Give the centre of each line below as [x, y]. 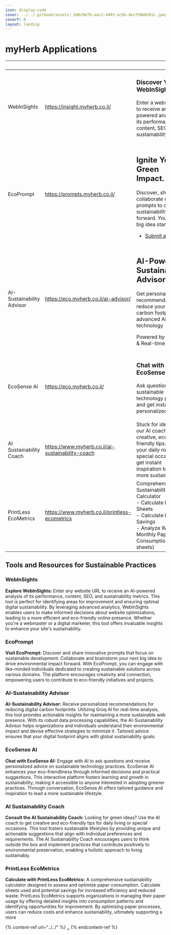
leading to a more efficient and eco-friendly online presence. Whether [79, 618]
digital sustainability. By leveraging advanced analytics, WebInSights [77, 607]
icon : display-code [26, 10]
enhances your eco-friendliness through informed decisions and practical [82, 772]
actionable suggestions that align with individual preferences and [74, 834]
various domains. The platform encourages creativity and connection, [78, 675]
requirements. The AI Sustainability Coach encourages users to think [77, 839]
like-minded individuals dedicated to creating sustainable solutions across [83, 669]
